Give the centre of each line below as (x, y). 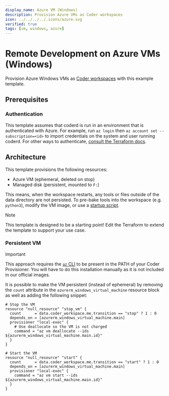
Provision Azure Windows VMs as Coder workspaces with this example (79, 78)
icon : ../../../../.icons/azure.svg (44, 19)
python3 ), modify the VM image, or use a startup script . (62, 205)
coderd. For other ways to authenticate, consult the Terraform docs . (76, 141)
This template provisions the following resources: (56, 169)
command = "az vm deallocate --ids (52, 331)
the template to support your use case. (46, 230)
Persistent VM (23, 243)
